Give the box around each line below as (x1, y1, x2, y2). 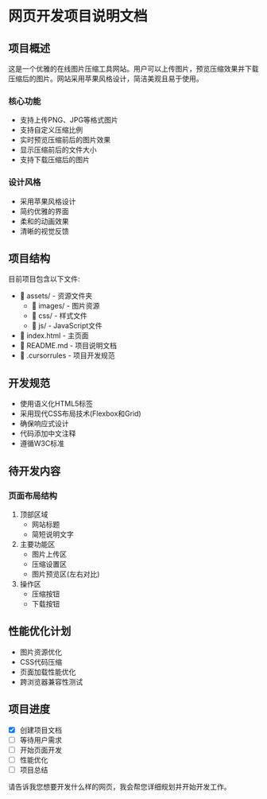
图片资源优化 (19, 647, 62, 657)
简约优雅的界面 (19, 206, 69, 215)
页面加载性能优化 (19, 667, 76, 677)
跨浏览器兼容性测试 (19, 677, 83, 686)
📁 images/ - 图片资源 (31, 301, 100, 311)
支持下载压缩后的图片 (19, 155, 90, 165)
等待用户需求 (19, 735, 62, 744)
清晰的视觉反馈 (19, 226, 69, 235)
